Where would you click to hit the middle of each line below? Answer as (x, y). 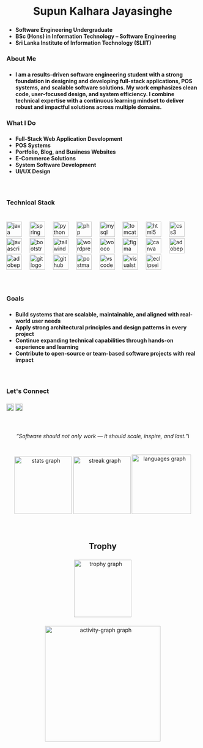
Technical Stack (31, 202)
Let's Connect (28, 391)
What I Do (21, 122)
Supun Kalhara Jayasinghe (103, 11)
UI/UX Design (33, 171)
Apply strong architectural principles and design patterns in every (101, 327)
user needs (46, 321)
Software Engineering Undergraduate (64, 30)
